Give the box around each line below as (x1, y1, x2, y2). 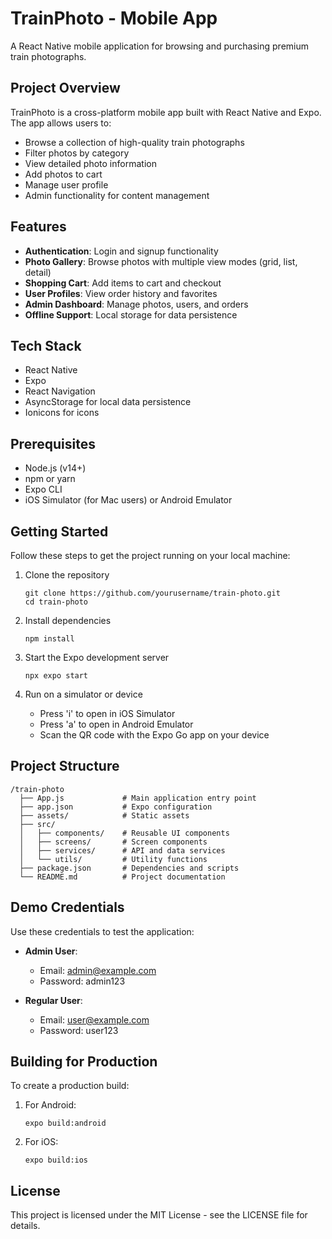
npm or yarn (24, 473, 76, 485)
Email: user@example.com (39, 1013, 150, 1026)
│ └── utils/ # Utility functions (19, 854, 208, 864)
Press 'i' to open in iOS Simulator (39, 708, 176, 719)
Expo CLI (24, 483, 63, 496)
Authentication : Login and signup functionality (24, 245, 219, 257)
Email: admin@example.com (39, 964, 157, 976)
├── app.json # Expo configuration (19, 802, 213, 812)
